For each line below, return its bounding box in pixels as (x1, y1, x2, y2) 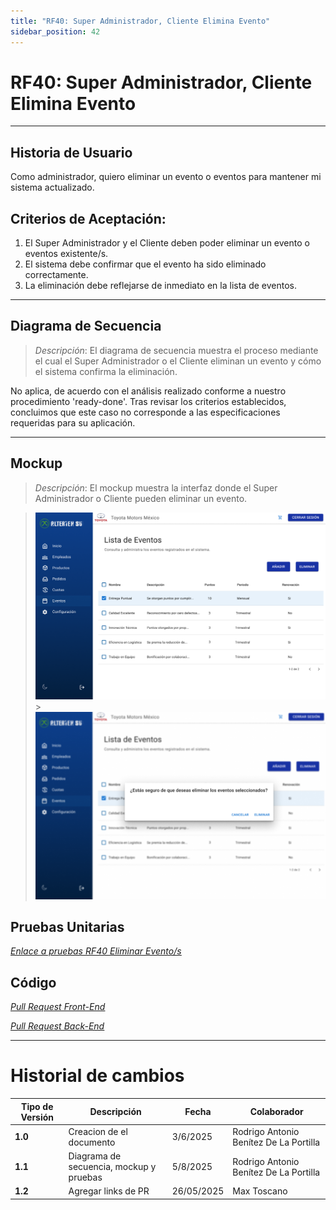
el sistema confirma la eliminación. (34, 365, 178, 377)
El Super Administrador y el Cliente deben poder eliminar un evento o (24, 237, 310, 249)
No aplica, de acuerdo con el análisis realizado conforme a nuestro (10, 385, 287, 397)
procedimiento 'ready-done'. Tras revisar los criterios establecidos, (10, 395, 287, 407)
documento (68, 1136, 116, 1148)
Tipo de (21, 1100, 54, 1112)
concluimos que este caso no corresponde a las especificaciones (10, 406, 281, 418)
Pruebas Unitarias (10, 918, 125, 935)
